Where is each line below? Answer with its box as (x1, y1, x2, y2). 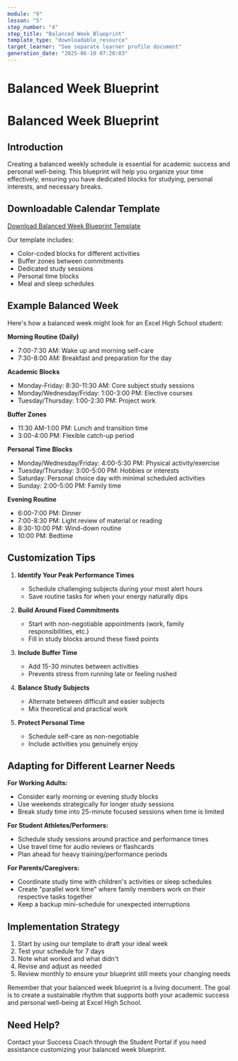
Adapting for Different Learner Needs (7, 760, 176, 772)
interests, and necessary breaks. (7, 182, 103, 191)
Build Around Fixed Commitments (17, 605, 119, 614)
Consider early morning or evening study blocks (17, 792, 159, 801)
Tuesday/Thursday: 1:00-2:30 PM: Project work (17, 396, 156, 405)
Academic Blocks (7, 367, 60, 376)
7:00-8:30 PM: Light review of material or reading (17, 516, 163, 524)
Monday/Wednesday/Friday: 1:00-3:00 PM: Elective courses (17, 388, 193, 397)
